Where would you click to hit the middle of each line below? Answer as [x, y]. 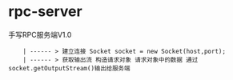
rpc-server [45, 12]
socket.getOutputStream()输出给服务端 [69, 68]
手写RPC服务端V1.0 [40, 34]
